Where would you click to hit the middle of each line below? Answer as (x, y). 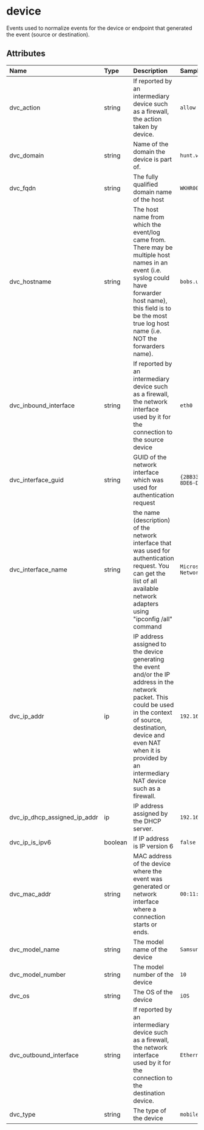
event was (148, 878)
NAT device (150, 780)
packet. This (151, 697)
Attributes (26, 54)
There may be (153, 247)
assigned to (150, 644)
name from (149, 217)
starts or (145, 924)
